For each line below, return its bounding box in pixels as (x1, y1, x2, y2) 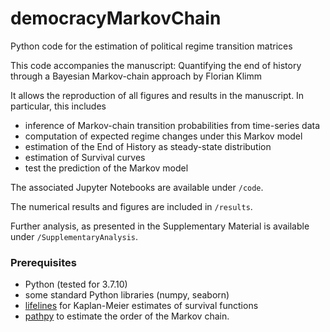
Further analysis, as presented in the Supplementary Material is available (10, 220, 310, 232)
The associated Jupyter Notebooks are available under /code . (10, 181, 264, 193)
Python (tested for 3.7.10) (24, 278, 128, 291)
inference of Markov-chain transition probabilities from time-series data (24, 119, 321, 131)
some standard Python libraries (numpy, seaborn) (24, 289, 230, 301)
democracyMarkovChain (10, 7, 222, 30)
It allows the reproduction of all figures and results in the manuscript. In (10, 89, 305, 101)
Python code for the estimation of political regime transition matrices (10, 40, 293, 52)
